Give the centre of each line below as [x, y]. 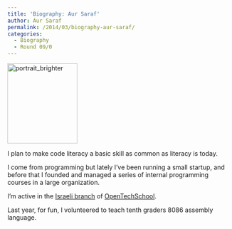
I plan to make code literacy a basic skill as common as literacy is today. [113, 153]
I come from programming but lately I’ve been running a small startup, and [116, 167]
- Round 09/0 [33, 47]
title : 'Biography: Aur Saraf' [54, 14]
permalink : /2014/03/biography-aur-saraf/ [71, 27]
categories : [25, 34]
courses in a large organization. [53, 182]
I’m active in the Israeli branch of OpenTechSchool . [82, 196]
